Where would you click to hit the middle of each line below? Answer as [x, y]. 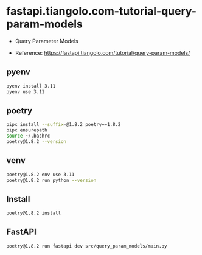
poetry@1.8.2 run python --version [51, 180]
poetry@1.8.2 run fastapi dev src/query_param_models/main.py [87, 246]
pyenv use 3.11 [26, 92]
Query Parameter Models [47, 41]
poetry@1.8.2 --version [37, 141]
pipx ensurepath [27, 130]
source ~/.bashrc [28, 136]
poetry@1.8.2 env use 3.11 [40, 175]
